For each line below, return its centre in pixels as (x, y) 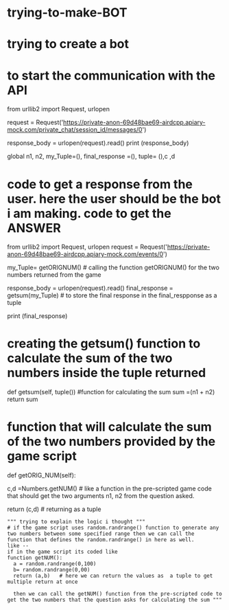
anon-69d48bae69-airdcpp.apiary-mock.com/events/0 (85, 254)
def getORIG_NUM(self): (41, 475)
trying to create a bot (68, 44)
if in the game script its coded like (62, 552)
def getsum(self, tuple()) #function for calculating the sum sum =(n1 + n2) (111, 392)
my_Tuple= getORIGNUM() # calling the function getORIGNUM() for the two (113, 268)
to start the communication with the (111, 75)
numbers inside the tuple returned (107, 373)
